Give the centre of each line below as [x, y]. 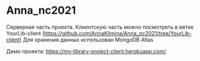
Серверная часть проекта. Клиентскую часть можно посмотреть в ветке [100, 27]
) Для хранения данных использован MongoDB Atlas [86, 39]
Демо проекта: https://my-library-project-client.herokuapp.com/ [86, 51]
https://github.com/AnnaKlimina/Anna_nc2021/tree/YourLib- [118, 33]
